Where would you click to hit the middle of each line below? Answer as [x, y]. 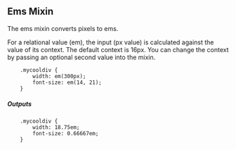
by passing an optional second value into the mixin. [81, 57]
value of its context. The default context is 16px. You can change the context [118, 49]
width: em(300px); [59, 76]
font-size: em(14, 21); [67, 82]
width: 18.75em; [56, 127]
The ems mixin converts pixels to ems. [63, 28]
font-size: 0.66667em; [66, 133]
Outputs [20, 104]
